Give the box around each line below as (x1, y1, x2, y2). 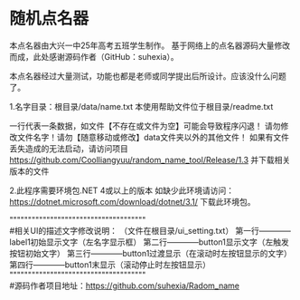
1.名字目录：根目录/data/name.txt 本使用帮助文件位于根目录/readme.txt (9, 101, 274, 111)
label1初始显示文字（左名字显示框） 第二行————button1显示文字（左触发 (9, 237, 289, 247)
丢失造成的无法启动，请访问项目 (9, 142, 128, 154)
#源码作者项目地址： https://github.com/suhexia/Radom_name (9, 280, 239, 291)
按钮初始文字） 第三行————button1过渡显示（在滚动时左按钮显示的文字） (9, 247, 292, 258)
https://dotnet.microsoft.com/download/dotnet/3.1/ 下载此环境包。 (9, 196, 256, 207)
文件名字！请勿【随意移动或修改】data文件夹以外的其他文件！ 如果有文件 (16, 131, 289, 142)
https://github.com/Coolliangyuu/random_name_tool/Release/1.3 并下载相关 (9, 154, 291, 165)
